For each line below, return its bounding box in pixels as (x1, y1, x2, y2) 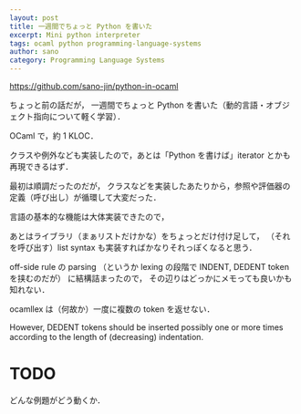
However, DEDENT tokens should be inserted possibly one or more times (9, 322, 284, 333)
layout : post (9, 13, 59, 23)
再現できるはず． (9, 161, 74, 171)
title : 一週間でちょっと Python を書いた (9, 22, 153, 31)
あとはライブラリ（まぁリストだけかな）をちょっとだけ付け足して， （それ (9, 231, 291, 242)
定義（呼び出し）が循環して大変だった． (9, 192, 161, 202)
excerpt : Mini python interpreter (9, 30, 141, 39)
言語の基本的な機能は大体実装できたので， (9, 212, 170, 222)
